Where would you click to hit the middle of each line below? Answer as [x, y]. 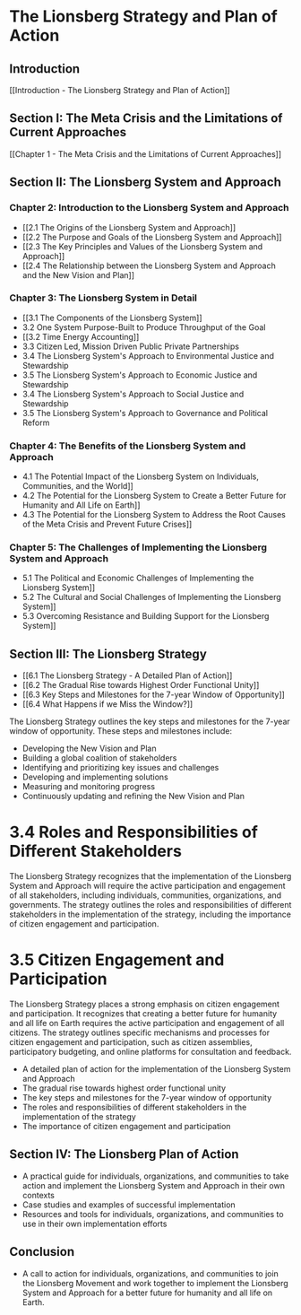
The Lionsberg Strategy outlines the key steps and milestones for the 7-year [150, 722]
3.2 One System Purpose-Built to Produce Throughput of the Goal [144, 327]
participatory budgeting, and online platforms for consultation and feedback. [150, 1052]
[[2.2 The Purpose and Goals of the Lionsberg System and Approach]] [152, 237]
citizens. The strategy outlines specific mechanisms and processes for [140, 1032]
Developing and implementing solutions [95, 777]
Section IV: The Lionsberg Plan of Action [124, 1154]
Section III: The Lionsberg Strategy [108, 653]
